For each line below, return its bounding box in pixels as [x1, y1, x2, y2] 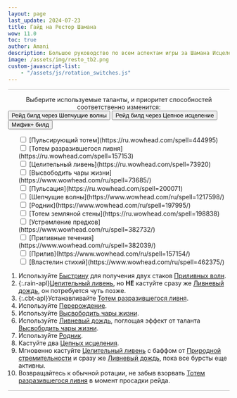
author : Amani [8, 43, 50, 50]
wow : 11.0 [8, 30, 37, 37]
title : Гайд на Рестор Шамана [8, 23, 97, 30]
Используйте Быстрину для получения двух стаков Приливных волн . [18, 271, 227, 280]
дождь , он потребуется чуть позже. [18, 286, 126, 294]
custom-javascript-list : [8, 63, 81, 70]
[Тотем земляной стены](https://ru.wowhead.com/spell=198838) [28, 209, 220, 218]
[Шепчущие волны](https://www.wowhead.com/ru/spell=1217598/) [28, 192, 224, 201]
